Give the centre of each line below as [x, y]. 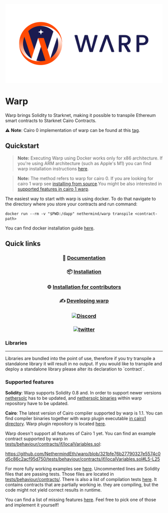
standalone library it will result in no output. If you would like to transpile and [84, 363]
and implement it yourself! [32, 505]
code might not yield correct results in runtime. [53, 490]
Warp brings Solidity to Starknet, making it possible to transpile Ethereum [80, 115]
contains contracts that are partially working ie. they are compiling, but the [82, 485]
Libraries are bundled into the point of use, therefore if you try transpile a [80, 358]
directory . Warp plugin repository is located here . [56, 424]
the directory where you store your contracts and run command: [71, 204]
